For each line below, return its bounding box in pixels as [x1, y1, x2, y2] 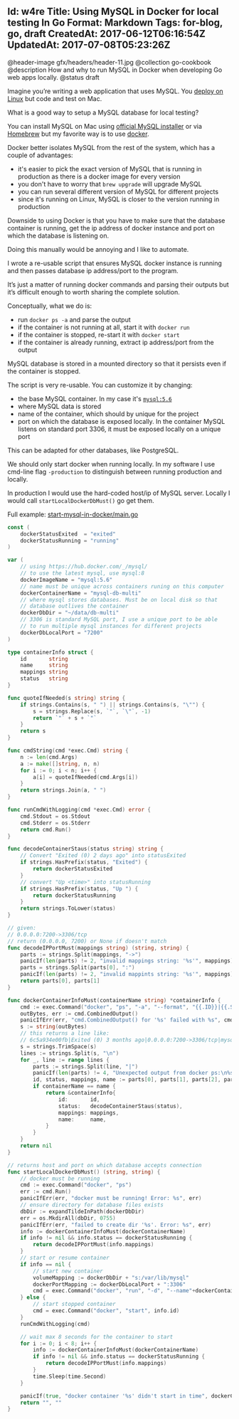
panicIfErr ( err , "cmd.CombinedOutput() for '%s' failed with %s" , [20, 1016, 221, 1024]
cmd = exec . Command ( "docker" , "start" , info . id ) [33, 1307, 180, 1314]
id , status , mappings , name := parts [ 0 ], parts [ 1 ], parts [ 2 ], [33, 1076, 221, 1083]
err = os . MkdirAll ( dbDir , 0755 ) [20, 1214, 116, 1222]
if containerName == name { [33, 1083, 116, 1090]
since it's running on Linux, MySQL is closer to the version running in [17, 195, 220, 203]
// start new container [33, 1267, 103, 1275]
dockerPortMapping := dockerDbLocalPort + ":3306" [33, 1280, 186, 1288]
